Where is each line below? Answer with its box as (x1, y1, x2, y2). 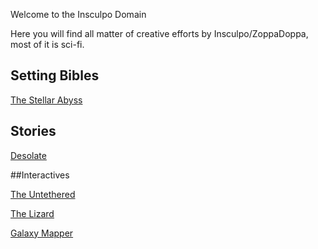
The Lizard (10, 207, 55, 219)
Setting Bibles (10, 67, 100, 84)
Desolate (10, 149, 47, 161)
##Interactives (10, 169, 70, 181)
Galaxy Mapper (10, 227, 74, 239)
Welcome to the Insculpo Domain (10, 9, 147, 20)
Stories (10, 123, 57, 140)
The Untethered (10, 188, 76, 200)
